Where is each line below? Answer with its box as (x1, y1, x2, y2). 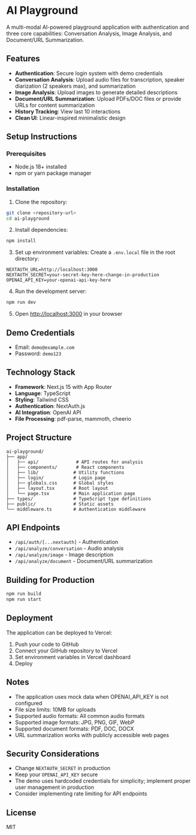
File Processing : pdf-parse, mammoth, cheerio (14, 415, 132, 422)
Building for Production (6, 574, 95, 585)
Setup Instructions (6, 131, 77, 142)
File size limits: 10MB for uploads (14, 706, 96, 713)
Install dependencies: (14, 226, 68, 234)
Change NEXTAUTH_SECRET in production (14, 765, 111, 772)
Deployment (6, 613, 53, 623)
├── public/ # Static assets (6, 501, 114, 507)
